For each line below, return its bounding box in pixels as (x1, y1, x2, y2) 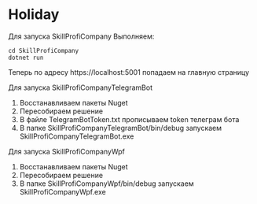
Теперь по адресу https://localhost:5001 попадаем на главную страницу (8, 67, 250, 76)
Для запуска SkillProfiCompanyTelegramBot (8, 83, 153, 92)
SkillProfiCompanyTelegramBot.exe (19, 132, 134, 141)
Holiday (8, 6, 60, 24)
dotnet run (8, 54, 44, 61)
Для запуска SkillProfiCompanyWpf (8, 147, 126, 156)
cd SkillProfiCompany (8, 46, 79, 54)
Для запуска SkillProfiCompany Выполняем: (8, 32, 155, 41)
